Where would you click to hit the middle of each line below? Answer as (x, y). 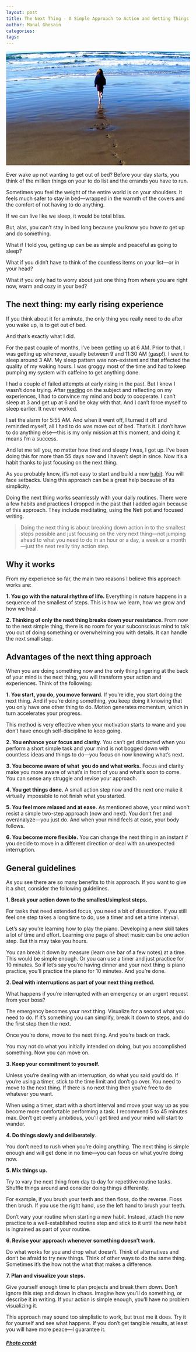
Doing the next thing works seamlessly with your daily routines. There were (97, 497)
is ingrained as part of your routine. (48, 1229)
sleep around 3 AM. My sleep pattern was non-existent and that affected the (98, 360)
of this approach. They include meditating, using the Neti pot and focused (95, 510)
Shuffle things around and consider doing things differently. (78, 1188)
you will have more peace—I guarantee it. (56, 1329)
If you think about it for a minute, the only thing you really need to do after (94, 318)
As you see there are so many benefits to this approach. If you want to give (96, 882)
